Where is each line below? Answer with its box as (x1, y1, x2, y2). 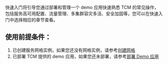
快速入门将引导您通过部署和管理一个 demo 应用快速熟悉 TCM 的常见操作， (5, 4, 159, 10)
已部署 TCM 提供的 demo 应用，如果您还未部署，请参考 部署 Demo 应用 (12, 53, 159, 59)
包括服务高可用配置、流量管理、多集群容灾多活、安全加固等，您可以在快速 (5, 10, 158, 16)
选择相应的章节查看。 (13, 17, 58, 22)
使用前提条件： (5, 33, 51, 41)
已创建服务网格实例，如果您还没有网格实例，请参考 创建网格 (12, 47, 135, 53)
